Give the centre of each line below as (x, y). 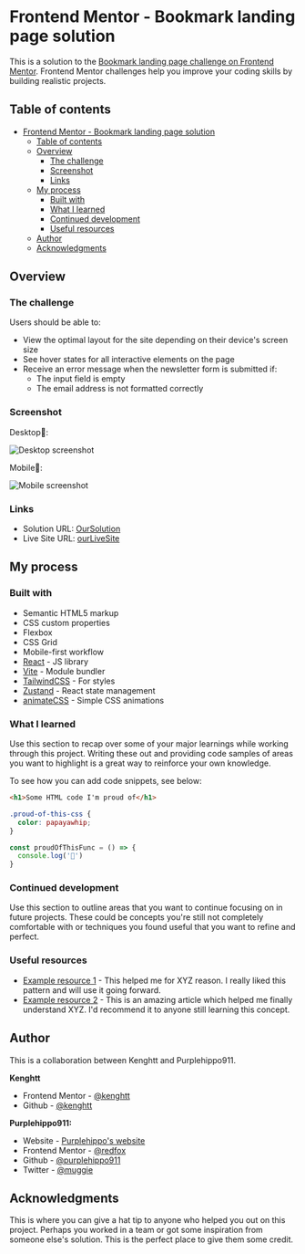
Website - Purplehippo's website (84, 1140)
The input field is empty (81, 379)
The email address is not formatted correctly (120, 389)
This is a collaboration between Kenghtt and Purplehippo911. (123, 1060)
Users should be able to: (56, 322)
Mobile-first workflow (63, 652)
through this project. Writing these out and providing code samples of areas (152, 754)
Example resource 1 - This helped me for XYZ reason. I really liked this (154, 980)
